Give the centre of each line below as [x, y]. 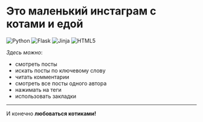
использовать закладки [46, 96]
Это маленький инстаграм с [81, 11]
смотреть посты [36, 64]
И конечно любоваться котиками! [51, 114]
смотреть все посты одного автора [61, 83]
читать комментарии [42, 77]
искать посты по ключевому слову [60, 70]
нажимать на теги [38, 89]
